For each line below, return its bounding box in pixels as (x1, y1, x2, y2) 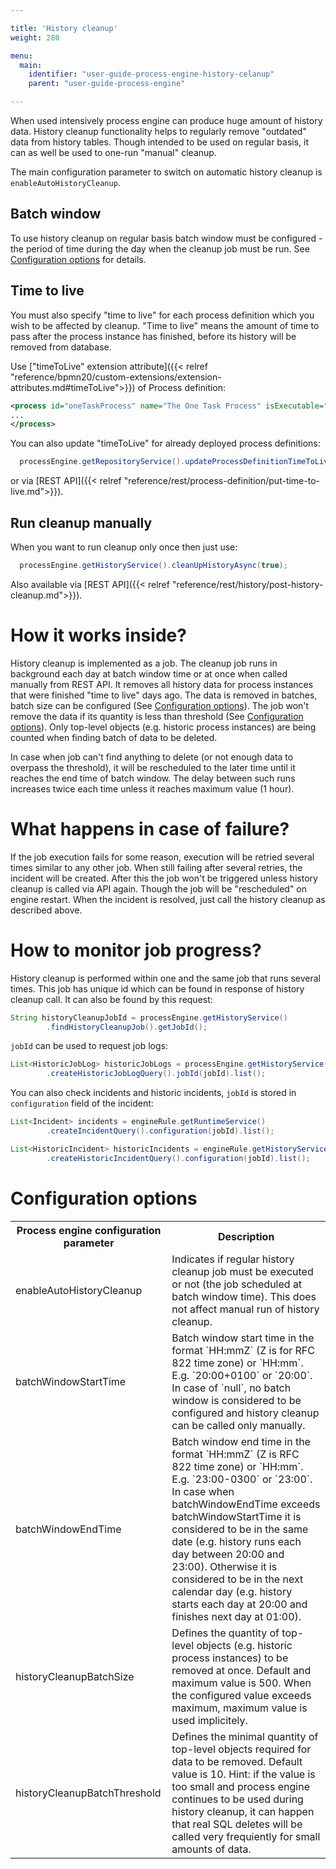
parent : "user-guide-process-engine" (28, 79, 186, 89)
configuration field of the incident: (10, 1097, 154, 1110)
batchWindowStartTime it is (171, 1509, 302, 1523)
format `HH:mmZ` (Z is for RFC (171, 1343, 315, 1357)
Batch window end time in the (171, 1434, 311, 1448)
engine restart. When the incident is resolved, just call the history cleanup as (10, 893, 326, 905)
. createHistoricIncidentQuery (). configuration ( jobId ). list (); (46, 1153, 311, 1163)
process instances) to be (171, 1651, 289, 1665)
